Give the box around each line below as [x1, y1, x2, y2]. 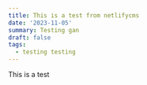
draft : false [8, 33, 51, 42]
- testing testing [15, 48, 77, 56]
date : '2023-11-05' [8, 19, 73, 27]
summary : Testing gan [8, 26, 80, 34]
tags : [8, 41, 26, 49]
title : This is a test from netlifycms [8, 11, 140, 20]
